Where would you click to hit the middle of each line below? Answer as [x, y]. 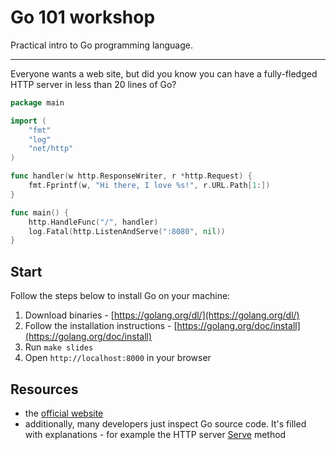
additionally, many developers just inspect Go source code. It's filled [165, 423]
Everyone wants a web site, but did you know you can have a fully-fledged [164, 73]
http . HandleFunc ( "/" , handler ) [93, 222]
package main [37, 102]
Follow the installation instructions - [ [101, 326]
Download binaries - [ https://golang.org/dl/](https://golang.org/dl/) [162, 315]
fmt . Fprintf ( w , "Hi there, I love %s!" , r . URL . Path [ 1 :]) [149, 186]
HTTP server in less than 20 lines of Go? [93, 84]
